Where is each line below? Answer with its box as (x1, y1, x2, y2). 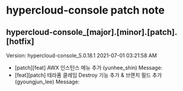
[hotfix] (6, 36, 34, 46)
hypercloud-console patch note (6, 4, 165, 17)
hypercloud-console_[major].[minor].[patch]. (6, 27, 178, 37)
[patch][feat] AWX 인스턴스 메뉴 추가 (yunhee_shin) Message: (14, 64, 163, 71)
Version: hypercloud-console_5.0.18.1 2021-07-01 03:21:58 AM (6, 52, 158, 59)
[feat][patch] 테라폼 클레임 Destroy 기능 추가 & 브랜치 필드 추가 (14, 71, 162, 79)
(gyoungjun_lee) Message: (14, 78, 80, 85)
